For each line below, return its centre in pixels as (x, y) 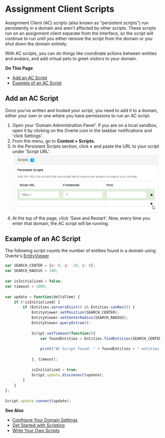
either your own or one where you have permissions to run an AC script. (78, 116)
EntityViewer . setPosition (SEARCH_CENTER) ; (75, 313)
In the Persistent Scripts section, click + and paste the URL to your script (86, 146)
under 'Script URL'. (31, 151)
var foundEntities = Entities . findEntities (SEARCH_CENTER (101, 338)
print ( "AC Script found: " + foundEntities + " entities (100, 349)
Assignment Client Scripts (60, 9)
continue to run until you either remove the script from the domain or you (79, 39)
